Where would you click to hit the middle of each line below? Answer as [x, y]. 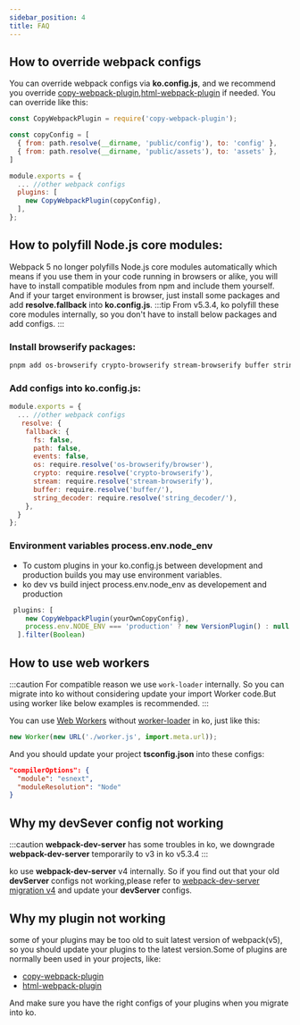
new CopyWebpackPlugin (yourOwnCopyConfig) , [108, 618]
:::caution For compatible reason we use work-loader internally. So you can [147, 684]
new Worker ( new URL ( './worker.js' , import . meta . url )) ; [113, 737]
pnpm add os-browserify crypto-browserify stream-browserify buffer [139, 366]
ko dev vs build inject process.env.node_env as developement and [144, 584]
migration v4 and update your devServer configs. [100, 890]
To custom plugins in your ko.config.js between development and [142, 565]
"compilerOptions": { [50, 770]
